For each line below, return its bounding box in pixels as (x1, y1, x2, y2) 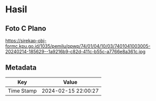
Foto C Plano (5, 24, 46, 33)
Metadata (5, 63, 37, 72)
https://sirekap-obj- (5, 37, 47, 44)
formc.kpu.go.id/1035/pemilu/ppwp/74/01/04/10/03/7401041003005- (5, 43, 151, 49)
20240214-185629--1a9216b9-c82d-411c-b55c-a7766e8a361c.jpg (5, 49, 146, 54)
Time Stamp (8, 87, 37, 94)
